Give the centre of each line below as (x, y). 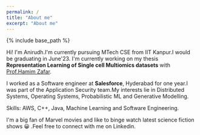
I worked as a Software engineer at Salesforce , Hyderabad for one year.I (97, 83)
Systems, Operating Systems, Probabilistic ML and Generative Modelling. (98, 96)
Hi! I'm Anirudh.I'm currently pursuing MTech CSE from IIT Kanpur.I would (98, 52)
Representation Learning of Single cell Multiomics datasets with (88, 65)
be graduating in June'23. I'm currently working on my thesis (82, 59)
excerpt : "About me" (32, 23)
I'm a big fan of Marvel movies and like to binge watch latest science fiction (101, 120)
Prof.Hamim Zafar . (29, 72)
